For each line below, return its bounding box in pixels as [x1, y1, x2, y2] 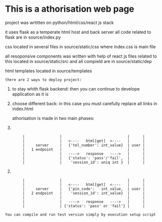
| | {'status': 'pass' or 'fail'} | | [22, 203, 145, 208]
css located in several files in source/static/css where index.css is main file [5, 44, 156, 49]
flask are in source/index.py [5, 34, 61, 40]
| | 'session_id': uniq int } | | [22, 160, 145, 165]
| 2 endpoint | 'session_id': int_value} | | [22, 191, 145, 196]
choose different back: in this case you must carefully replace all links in [12, 100, 158, 106]
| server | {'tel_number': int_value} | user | [22, 143, 145, 148]
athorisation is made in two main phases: [12, 115, 95, 121]
